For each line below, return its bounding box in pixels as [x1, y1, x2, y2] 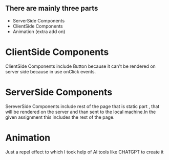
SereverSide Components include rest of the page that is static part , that [5, 103, 160, 109]
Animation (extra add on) [12, 28, 66, 35]
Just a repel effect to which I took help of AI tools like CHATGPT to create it [5, 149, 164, 155]
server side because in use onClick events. [5, 68, 96, 74]
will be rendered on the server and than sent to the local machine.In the [5, 109, 156, 115]
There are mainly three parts [5, 4, 98, 13]
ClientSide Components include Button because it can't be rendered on [5, 63, 156, 69]
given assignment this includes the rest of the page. [5, 114, 115, 120]
